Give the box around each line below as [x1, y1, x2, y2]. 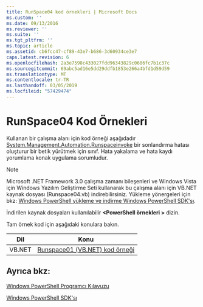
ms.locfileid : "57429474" [6, 88, 72, 94]
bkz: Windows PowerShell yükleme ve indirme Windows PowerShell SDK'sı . [6, 197, 196, 204]
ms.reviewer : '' [6, 26, 47, 32]
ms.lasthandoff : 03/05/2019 [6, 83, 78, 89]
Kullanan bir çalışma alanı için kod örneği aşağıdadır [6, 135, 136, 142]
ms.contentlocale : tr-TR [6, 77, 69, 83]
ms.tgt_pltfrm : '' [6, 37, 53, 43]
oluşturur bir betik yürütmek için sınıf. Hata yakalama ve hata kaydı [6, 147, 173, 155]
